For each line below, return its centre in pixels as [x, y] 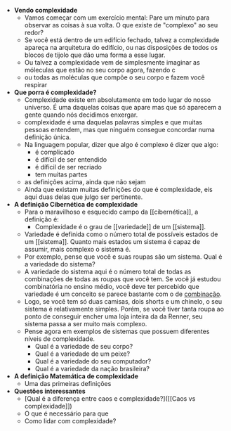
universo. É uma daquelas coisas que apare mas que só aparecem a [123, 107]
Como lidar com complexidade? [70, 421]
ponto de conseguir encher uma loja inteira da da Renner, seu [113, 316]
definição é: [42, 219]
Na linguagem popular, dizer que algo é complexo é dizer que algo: [121, 144]
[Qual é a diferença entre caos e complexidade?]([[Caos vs [110, 399]
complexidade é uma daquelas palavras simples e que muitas [113, 122]
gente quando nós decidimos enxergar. [81, 115]
